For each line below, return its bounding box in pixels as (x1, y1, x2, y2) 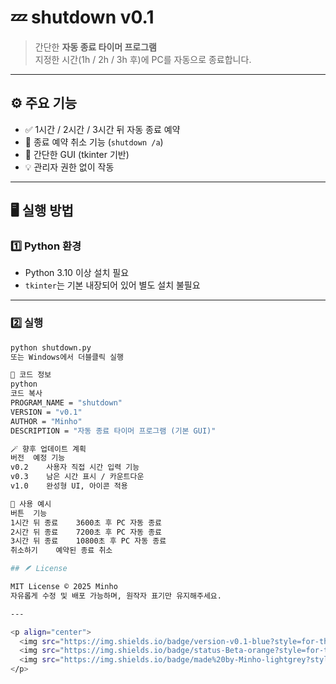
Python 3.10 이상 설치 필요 (24, 267, 130, 279)
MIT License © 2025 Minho (10, 582, 118, 592)
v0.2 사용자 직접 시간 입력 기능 (10, 462, 140, 473)
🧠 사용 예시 (10, 499, 52, 509)
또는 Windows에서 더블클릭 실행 (10, 352, 124, 362)
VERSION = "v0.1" (10, 407, 83, 417)
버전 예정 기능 (10, 453, 66, 463)
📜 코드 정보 (10, 370, 52, 380)
